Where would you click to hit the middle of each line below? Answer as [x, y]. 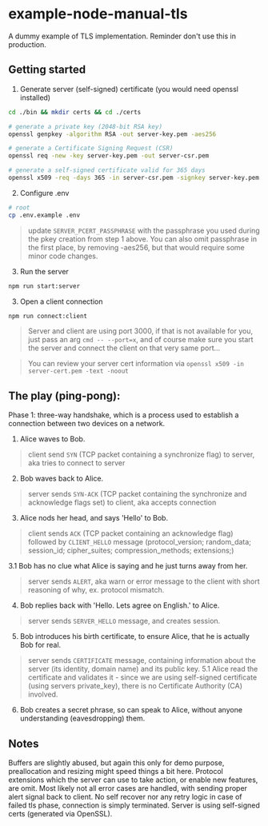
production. [27, 44]
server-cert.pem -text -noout [78, 371]
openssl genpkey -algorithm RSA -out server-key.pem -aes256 [112, 134]
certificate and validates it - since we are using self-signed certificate [142, 677]
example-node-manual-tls [98, 14]
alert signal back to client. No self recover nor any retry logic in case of [125, 797]
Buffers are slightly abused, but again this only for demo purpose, [116, 763]
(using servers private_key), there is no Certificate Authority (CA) [135, 686]
